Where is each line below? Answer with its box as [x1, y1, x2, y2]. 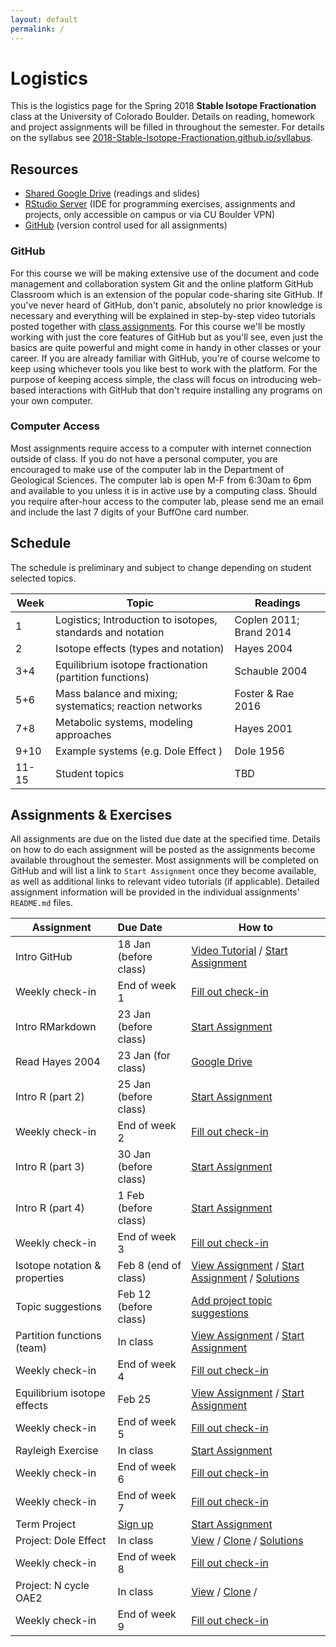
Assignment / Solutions [191, 1271, 300, 1285]
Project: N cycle [15, 1579, 90, 1593]
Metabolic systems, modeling [55, 715, 193, 729]
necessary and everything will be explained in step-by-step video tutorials [10, 309, 316, 321]
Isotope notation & [15, 1259, 102, 1273]
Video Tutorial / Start [191, 944, 288, 958]
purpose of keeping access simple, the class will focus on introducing [10, 373, 298, 385]
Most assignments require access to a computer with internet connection [10, 442, 312, 454]
